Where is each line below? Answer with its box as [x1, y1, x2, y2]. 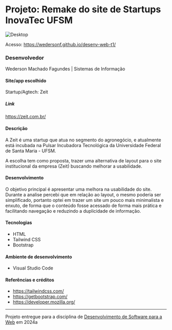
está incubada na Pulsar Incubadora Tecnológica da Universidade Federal [5, 142, 161, 148]
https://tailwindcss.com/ [12, 288, 64, 294]
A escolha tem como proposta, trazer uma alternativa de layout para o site [5, 157, 162, 163]
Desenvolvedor [5, 54, 45, 61]
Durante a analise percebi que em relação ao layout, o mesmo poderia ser [5, 191, 161, 198]
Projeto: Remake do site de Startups [5, 4, 161, 15]
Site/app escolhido [5, 77, 47, 84]
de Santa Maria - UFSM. [5, 148, 56, 154]
